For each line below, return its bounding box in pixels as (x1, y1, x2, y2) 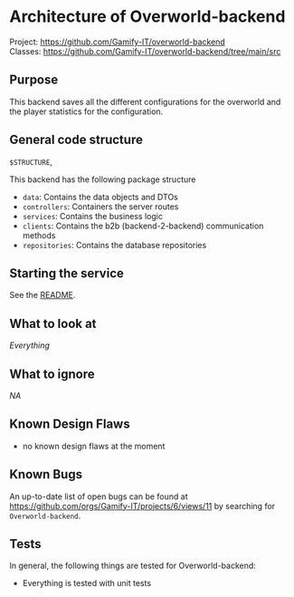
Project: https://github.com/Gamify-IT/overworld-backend (9, 36, 226, 47)
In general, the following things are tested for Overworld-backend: (9, 560, 256, 572)
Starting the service (9, 265, 124, 281)
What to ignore (9, 366, 95, 381)
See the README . (9, 290, 76, 301)
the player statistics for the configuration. (9, 106, 164, 117)
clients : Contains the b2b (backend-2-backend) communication (22, 220, 264, 231)
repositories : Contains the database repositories (22, 239, 207, 250)
